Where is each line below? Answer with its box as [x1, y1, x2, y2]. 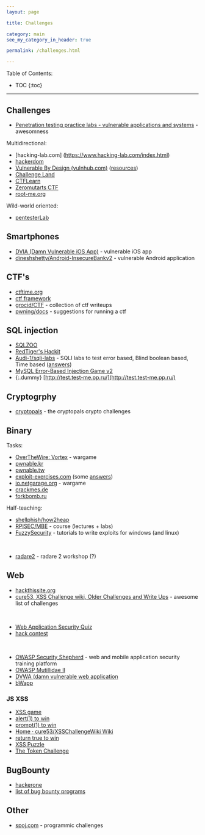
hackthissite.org [15, 587, 56, 594]
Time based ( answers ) [15, 361, 72, 368]
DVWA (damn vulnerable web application [15, 673, 119, 680]
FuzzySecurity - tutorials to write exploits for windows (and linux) [15, 529, 179, 536]
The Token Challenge [15, 747, 69, 754]
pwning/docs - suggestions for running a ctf [15, 308, 127, 315]
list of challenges [15, 599, 59, 607]
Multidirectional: [6, 139, 47, 146]
